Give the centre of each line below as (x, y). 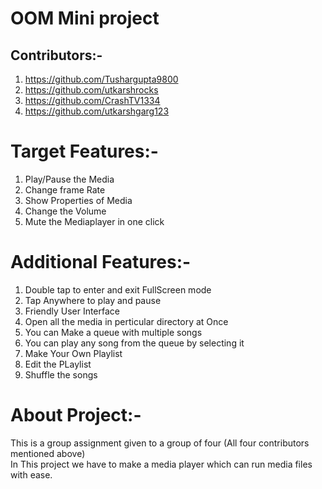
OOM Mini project (85, 18)
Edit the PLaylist (58, 364)
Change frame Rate (65, 189)
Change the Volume (65, 211)
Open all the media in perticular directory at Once (126, 321)
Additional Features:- (101, 262)
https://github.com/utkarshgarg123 (97, 111)
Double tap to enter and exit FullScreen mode (118, 289)
